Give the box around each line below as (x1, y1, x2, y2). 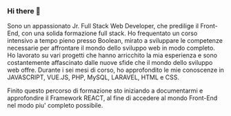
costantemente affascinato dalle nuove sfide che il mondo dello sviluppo (7, 59, 213, 67)
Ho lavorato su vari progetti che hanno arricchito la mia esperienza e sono (7, 51, 218, 59)
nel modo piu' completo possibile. (7, 101, 103, 110)
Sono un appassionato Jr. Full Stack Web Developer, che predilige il (7, 22, 199, 30)
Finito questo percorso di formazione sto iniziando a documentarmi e (7, 86, 203, 95)
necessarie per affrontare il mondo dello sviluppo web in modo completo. (7, 44, 215, 52)
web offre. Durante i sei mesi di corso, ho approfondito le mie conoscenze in (7, 66, 224, 75)
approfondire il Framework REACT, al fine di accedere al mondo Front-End (7, 94, 218, 102)
